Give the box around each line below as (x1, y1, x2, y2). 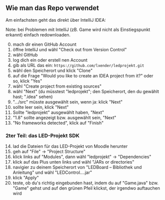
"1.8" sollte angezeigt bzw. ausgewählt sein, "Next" (12, 114, 117, 120)
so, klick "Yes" (12, 78, 42, 84)
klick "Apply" (12, 175, 39, 181)
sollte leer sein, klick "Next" (12, 104, 69, 110)
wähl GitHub (12, 52, 38, 58)
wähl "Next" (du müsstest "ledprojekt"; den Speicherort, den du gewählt (12, 88, 159, 94)
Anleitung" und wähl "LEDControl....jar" (12, 169, 92, 175)
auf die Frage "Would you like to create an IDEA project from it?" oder (12, 72, 154, 78)
